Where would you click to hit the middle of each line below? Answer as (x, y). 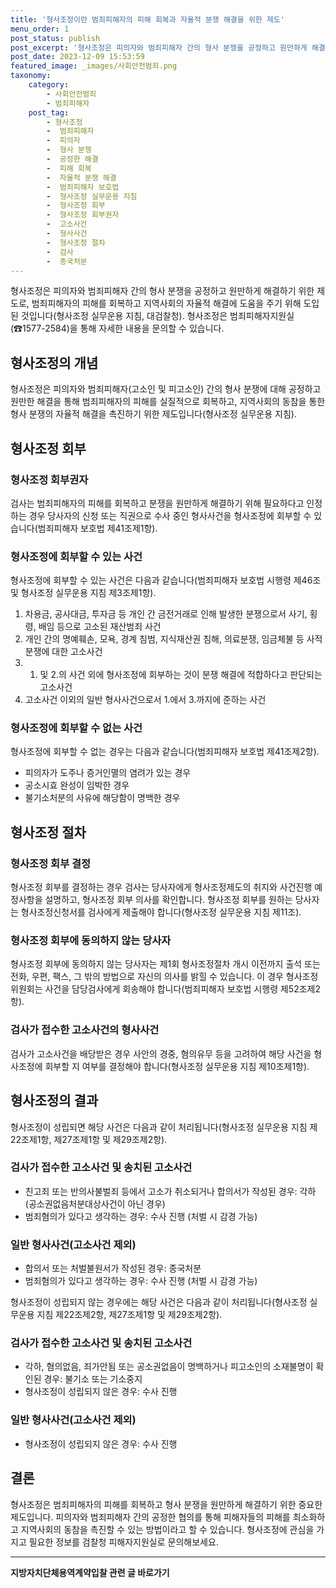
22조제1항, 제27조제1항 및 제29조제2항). (89, 1139)
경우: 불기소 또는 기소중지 (93, 1379)
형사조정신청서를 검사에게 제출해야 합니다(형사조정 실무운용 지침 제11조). (161, 912)
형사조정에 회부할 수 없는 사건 (76, 728)
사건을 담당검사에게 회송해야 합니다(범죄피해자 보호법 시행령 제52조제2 (182, 989)
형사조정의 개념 (54, 362)
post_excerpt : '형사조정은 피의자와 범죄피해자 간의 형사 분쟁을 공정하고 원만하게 (159, 47)
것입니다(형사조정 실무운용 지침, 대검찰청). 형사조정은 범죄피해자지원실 (157, 316)
